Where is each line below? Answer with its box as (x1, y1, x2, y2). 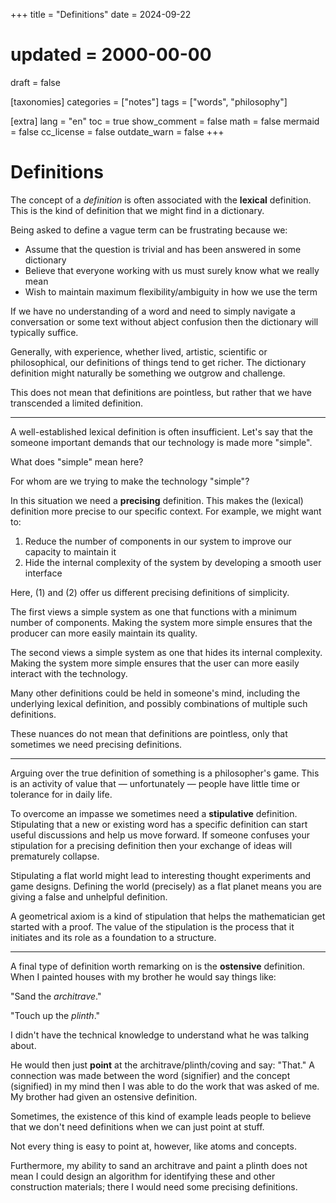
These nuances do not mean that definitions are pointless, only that (10, 727, 288, 739)
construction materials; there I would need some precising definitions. (10, 1180, 298, 1193)
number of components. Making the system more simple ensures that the (10, 616, 313, 628)
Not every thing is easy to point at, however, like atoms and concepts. (10, 1140, 297, 1152)
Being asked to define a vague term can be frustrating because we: (10, 224, 288, 236)
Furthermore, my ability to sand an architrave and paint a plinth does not (10, 1159, 308, 1171)
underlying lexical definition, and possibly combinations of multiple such (10, 697, 308, 709)
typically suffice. (10, 326, 79, 338)
